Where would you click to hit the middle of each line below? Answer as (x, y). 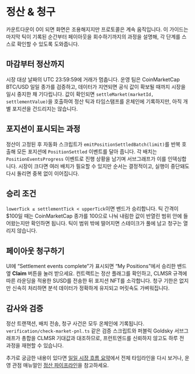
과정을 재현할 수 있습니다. (35, 345)
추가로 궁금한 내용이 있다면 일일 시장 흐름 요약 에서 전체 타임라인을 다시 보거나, (95, 358)
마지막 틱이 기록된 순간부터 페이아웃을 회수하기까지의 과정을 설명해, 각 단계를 (93, 36)
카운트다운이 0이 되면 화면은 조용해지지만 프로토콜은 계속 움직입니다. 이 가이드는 (97, 29)
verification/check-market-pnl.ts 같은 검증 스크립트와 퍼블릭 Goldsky (90, 331)
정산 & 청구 (31, 12)
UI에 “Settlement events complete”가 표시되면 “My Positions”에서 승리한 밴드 (96, 266)
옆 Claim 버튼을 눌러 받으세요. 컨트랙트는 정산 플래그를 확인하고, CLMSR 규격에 (97, 273)
